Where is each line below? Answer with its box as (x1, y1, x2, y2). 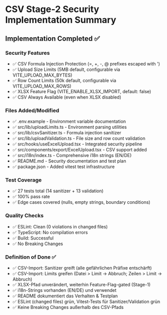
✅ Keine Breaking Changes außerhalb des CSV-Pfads (12, 304, 124, 310)
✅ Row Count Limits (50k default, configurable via (12, 77, 117, 84)
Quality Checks (5, 212, 44, 219)
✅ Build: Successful (12, 235, 54, 241)
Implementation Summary (5, 14, 117, 26)
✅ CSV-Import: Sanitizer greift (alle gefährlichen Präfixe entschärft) (12, 265, 152, 271)
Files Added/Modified (5, 107, 59, 114)
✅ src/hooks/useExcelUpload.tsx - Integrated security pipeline (12, 141, 142, 147)
